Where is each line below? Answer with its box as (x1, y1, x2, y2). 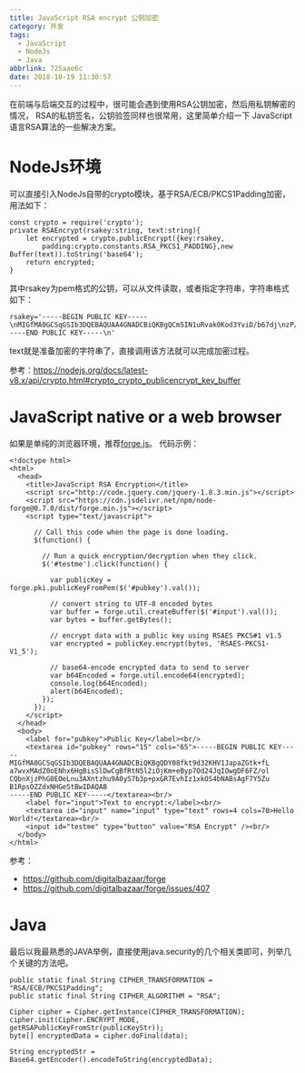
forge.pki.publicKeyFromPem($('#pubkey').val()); (9, 583, 202, 592)
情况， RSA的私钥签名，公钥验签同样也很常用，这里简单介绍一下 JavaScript (9, 110, 292, 121)
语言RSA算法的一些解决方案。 (9, 121, 121, 132)
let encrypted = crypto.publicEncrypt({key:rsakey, (25, 234, 225, 243)
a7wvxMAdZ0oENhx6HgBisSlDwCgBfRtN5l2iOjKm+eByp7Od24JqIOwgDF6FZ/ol (9, 766, 271, 776)
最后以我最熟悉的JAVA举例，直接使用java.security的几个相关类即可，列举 (9, 946, 284, 957)
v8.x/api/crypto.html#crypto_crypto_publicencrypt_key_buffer (9, 375, 241, 386)
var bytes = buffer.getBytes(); (49, 615, 172, 624)
